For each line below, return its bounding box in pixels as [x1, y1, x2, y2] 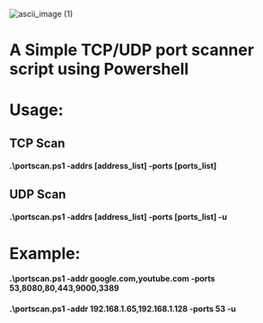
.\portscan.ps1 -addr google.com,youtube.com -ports [9, 274, 215, 284]
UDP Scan [9, 187, 66, 202]
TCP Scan [9, 135, 66, 151]
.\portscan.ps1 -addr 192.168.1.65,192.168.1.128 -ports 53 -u [9, 303, 236, 314]
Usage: [9, 100, 65, 120]
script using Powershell [9, 59, 189, 80]
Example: [9, 243, 81, 264]
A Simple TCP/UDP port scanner [9, 40, 254, 60]
